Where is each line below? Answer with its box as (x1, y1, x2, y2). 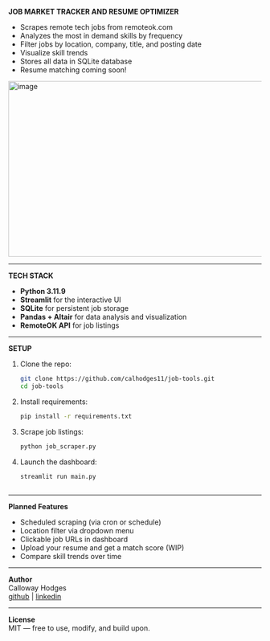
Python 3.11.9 (19, 287, 66, 296)
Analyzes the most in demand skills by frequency (19, 31, 183, 40)
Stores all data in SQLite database (19, 56, 133, 66)
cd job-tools (19, 382, 64, 390)
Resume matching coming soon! (19, 65, 127, 75)
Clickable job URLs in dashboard (19, 534, 129, 545)
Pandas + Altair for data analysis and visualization (19, 312, 187, 321)
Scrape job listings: (19, 427, 84, 436)
